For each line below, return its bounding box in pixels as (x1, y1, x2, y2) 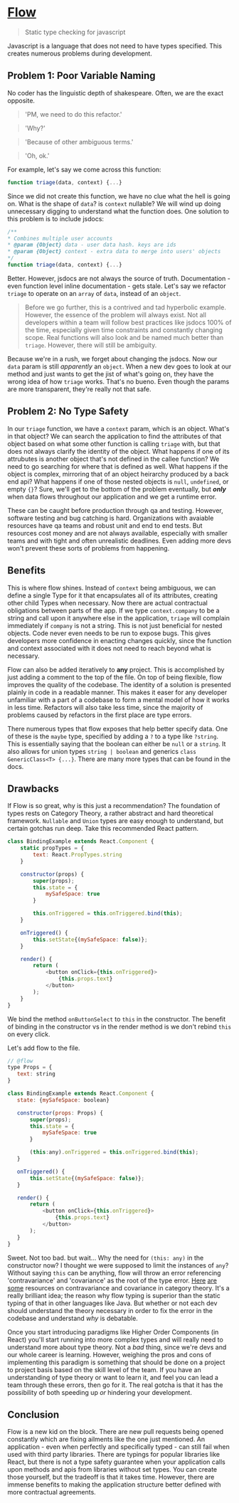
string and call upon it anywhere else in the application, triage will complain (7, 613, 230, 622)
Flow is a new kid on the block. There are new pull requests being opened (7, 1428, 224, 1436)
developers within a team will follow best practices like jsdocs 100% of (24, 318, 232, 326)
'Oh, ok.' (24, 151, 50, 160)
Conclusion (7, 1408, 60, 1420)
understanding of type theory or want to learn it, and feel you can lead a (7, 1373, 219, 1381)
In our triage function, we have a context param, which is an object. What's (7, 424, 230, 432)
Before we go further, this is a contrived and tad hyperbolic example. (24, 303, 226, 312)
